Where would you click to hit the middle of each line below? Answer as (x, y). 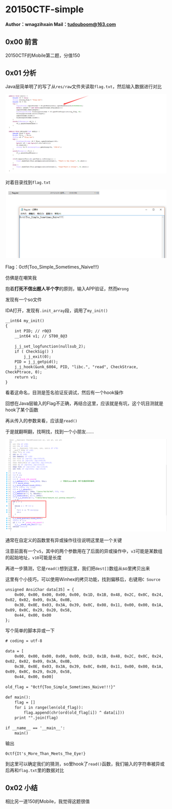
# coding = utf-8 (24, 641)
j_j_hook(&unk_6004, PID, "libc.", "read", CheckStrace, (77, 367)
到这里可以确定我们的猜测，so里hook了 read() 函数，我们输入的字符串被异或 (85, 764)
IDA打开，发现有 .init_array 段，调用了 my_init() (57, 310)
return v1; (26, 377)
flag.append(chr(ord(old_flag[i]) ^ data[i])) (74, 713)
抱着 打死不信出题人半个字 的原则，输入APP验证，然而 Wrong (67, 289)
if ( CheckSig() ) (34, 351)
